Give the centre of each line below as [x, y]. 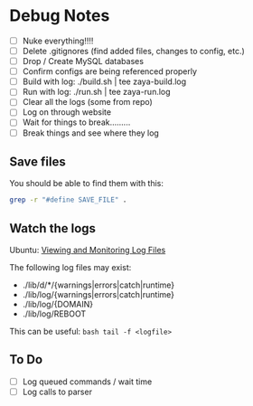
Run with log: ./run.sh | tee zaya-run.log [96, 92]
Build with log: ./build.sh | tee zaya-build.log [104, 81]
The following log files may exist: [70, 268]
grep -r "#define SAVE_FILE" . [68, 200]
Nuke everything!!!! [58, 41]
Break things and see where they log [91, 133]
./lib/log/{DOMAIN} [58, 305]
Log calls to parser [57, 392]
